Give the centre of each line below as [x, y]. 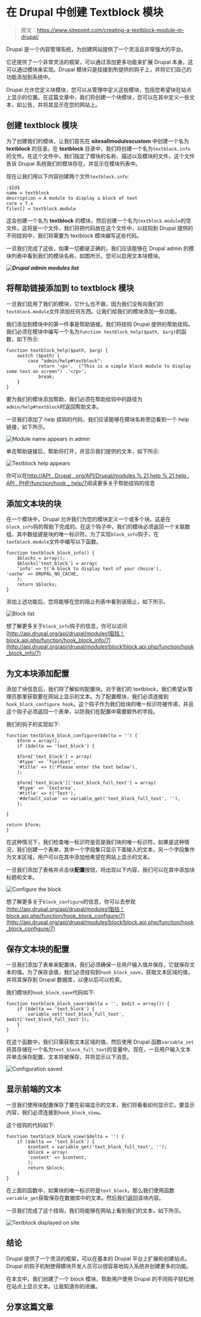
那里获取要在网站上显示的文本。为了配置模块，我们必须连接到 [92, 697]
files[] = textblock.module [41, 208]
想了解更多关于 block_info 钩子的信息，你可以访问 [67, 626]
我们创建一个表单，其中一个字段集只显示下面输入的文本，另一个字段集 [103, 850]
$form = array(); [39, 741]
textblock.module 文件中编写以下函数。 [54, 542]
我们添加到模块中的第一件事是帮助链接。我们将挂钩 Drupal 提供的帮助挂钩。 [100, 324]
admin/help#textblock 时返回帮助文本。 [54, 406]
